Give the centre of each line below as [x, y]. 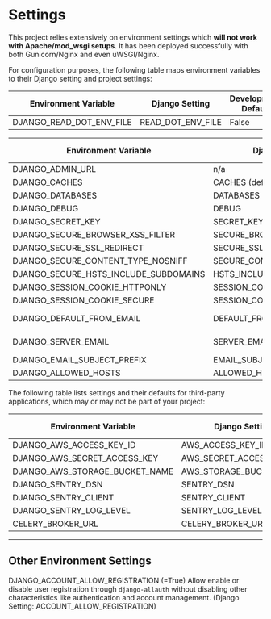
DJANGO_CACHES [48, 182]
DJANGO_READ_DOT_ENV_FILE [72, 122]
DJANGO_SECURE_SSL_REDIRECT [78, 248]
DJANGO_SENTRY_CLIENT [63, 497]
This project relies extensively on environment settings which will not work [133, 37]
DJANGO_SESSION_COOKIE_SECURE [83, 300]
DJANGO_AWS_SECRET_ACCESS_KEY [85, 458]
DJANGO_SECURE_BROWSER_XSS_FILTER [94, 234]
